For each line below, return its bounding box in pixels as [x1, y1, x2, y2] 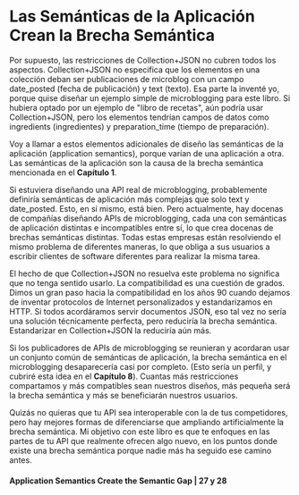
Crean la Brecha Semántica [9, 25, 215, 46]
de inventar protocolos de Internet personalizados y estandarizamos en [9, 297, 273, 307]
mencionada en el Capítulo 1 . [9, 167, 117, 178]
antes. [9, 454, 33, 466]
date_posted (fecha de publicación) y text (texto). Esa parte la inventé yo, [9, 83, 280, 94]
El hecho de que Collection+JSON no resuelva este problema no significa [9, 268, 280, 279]
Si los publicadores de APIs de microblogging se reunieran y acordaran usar [9, 342, 290, 353]
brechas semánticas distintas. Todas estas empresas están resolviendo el [9, 231, 282, 242]
